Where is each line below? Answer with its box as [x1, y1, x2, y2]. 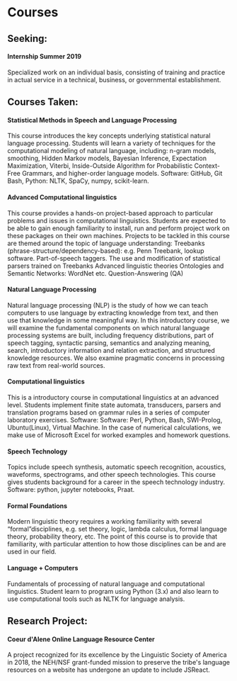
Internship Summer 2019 [7, 52, 82, 61]
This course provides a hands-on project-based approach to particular [7, 208, 214, 217]
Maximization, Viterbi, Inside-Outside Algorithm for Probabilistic [7, 162, 193, 170]
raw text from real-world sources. [7, 361, 105, 369]
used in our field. [7, 547, 57, 556]
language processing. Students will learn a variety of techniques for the [7, 139, 216, 147]
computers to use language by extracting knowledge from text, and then [7, 308, 219, 317]
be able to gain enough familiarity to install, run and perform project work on [7, 224, 230, 232]
